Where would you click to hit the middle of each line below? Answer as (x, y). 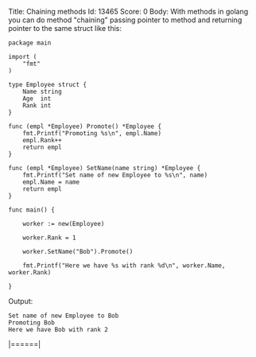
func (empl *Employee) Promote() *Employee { (85, 126)
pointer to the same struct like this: (65, 28)
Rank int (37, 106)
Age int (37, 99)
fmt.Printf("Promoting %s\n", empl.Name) (92, 134)
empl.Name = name (51, 182)
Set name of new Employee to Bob (64, 316)
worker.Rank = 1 (50, 238)
